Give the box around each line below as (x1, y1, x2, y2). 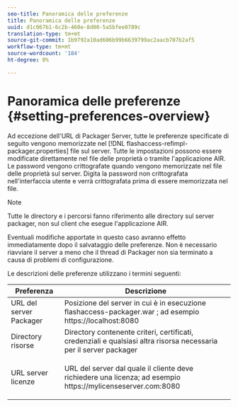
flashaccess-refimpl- (126, 139, 188, 147)
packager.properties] (7, 147, 69, 155)
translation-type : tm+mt (7, 30, 81, 38)
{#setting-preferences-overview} (7, 108, 210, 124)
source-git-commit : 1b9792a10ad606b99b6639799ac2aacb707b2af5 (7, 37, 195, 44)
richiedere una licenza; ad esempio (64, 372, 181, 382)
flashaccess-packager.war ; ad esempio (64, 306, 200, 316)
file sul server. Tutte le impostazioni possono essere (70, 147, 222, 155)
